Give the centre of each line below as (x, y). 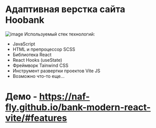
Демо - (21, 97)
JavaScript (24, 44)
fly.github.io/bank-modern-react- (78, 108)
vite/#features (36, 118)
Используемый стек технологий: (60, 34)
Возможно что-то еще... (38, 76)
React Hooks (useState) (37, 60)
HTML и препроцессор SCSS (44, 49)
